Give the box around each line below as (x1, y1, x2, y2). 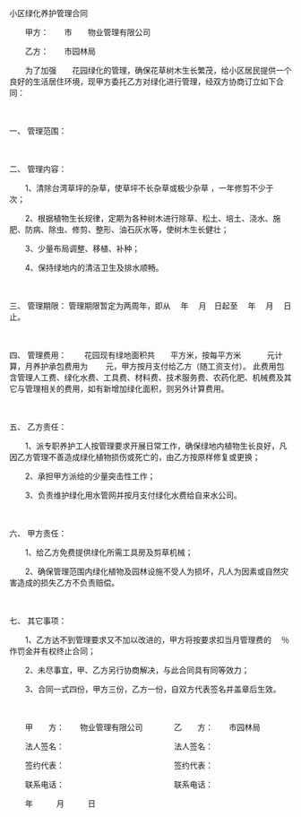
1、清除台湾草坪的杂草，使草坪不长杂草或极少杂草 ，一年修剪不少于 (24, 183, 274, 193)
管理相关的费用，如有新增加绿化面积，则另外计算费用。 (24, 384, 229, 394)
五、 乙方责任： (9, 422, 67, 432)
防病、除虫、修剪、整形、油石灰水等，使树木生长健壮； (24, 224, 229, 235)
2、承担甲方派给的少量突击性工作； (24, 471, 156, 482)
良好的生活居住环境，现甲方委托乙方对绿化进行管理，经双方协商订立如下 (9, 76, 276, 87)
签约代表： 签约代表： (24, 761, 213, 770)
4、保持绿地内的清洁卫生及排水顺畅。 (24, 263, 164, 273)
